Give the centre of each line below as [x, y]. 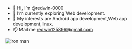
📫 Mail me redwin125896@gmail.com [53, 30]
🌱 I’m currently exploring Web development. [59, 13]
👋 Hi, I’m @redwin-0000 [38, 8]
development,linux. [33, 24]
